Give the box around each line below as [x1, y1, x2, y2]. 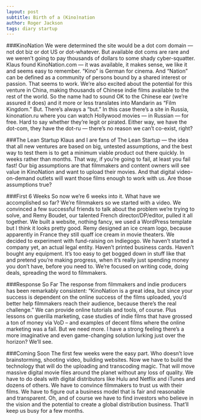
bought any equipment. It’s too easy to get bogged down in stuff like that [6, 250, 186, 257]
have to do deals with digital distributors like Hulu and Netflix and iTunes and [6, 376, 196, 383]
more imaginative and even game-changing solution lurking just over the [6, 332, 185, 339]
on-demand [6, 175, 35, 182]
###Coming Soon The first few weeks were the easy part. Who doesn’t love [6, 350, 194, 357]
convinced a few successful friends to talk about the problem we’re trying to [6, 205, 195, 213]
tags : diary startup [6, 25, 58, 32]
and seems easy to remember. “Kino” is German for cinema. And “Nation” [6, 67, 188, 75]
